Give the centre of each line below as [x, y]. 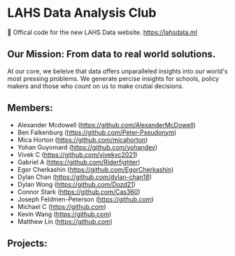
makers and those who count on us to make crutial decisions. [95, 86]
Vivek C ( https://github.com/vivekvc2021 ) [77, 155]
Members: [30, 108]
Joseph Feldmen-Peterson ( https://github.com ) [85, 199]
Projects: [27, 243]
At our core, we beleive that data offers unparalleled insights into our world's [117, 71]
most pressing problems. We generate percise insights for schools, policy [113, 78]
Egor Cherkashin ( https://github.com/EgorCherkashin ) [95, 169]
